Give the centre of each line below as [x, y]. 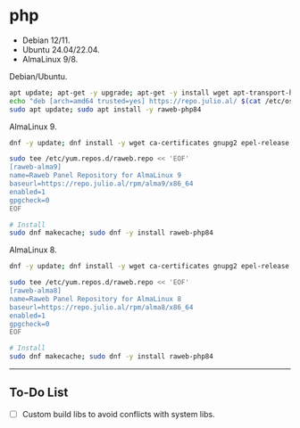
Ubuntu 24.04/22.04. [61, 49]
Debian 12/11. [46, 40]
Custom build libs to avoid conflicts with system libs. [119, 414]
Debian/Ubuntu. [38, 76]
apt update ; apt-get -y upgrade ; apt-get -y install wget [119, 93]
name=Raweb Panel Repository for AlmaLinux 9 [95, 176]
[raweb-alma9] [36, 167]
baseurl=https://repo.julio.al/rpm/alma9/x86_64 [101, 184]
